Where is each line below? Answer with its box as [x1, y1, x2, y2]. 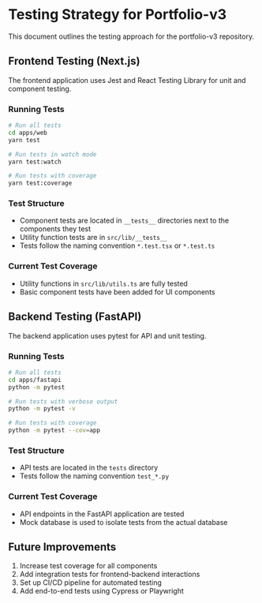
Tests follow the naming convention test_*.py [19, 471, 170, 481]
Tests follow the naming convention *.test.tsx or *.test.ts [19, 241, 215, 250]
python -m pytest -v [8, 405, 77, 413]
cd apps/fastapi [8, 376, 62, 384]
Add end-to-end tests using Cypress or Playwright [19, 586, 184, 596]
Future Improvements [8, 540, 117, 553]
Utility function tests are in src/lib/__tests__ [19, 233, 167, 242]
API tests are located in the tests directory [19, 463, 159, 473]
